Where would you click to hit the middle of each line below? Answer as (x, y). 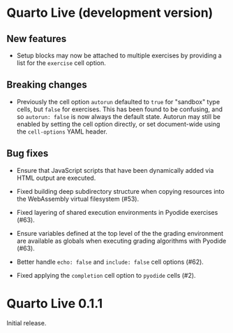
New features (37, 39)
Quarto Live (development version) (110, 13)
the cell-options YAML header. (62, 132)
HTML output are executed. (56, 178)
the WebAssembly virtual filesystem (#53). (78, 199)
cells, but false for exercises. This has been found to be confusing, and (119, 109)
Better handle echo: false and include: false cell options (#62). (110, 262)
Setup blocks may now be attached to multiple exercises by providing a (119, 55)
